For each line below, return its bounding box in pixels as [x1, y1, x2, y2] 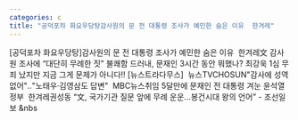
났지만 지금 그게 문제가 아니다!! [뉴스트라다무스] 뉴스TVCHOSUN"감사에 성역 [18, 68, 289, 80]
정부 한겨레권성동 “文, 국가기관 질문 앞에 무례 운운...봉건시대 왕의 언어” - [9, 91, 262, 102]
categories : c [9, 12, 62, 22]
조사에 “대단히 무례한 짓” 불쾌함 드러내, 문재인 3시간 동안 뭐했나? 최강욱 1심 [18, 58, 280, 68]
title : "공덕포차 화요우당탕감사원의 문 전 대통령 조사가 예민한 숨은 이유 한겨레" [9, 21, 275, 30]
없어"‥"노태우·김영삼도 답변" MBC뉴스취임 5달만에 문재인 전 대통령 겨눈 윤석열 [9, 80, 286, 91]
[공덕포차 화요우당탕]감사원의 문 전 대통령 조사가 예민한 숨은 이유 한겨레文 [9, 46, 268, 58]
